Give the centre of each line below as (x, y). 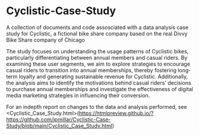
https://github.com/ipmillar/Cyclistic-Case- (59, 119)
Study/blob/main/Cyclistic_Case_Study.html (59, 126)
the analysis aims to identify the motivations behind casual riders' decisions (99, 83)
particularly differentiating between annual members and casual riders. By (97, 57)
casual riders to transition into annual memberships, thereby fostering (91, 70)
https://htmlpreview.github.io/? (116, 113)
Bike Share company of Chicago (45, 40)
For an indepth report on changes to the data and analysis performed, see (97, 107)
